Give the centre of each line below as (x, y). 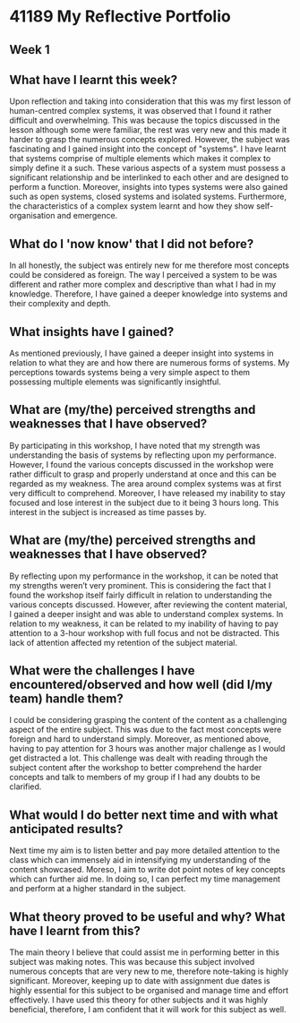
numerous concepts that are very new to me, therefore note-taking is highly (149, 971)
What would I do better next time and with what (144, 815)
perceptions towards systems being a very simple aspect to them (130, 373)
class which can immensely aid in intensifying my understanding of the (140, 860)
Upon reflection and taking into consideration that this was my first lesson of (150, 101)
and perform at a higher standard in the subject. (98, 889)
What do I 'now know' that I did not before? (132, 244)
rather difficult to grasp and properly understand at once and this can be (143, 474)
